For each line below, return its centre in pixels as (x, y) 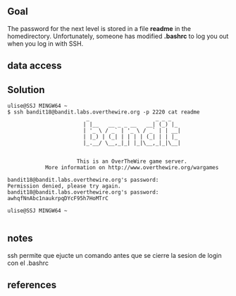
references (32, 285)
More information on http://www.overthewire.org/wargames (132, 168)
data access (35, 66)
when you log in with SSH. (45, 43)
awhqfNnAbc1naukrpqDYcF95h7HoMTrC (58, 199)
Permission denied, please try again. (64, 186)
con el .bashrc (28, 263)
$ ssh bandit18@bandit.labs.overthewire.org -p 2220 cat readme (104, 112)
